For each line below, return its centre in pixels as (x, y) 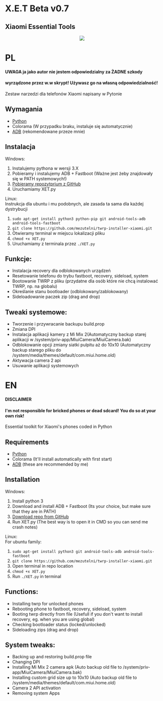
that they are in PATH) (34, 511)
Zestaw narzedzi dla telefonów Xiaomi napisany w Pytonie (63, 94)
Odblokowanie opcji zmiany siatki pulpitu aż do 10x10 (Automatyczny (81, 345)
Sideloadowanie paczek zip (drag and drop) (56, 297)
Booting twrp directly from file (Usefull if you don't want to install (77, 614)
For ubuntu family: (23, 542)
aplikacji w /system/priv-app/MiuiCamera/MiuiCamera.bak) (71, 340)
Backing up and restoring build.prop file (52, 657)
